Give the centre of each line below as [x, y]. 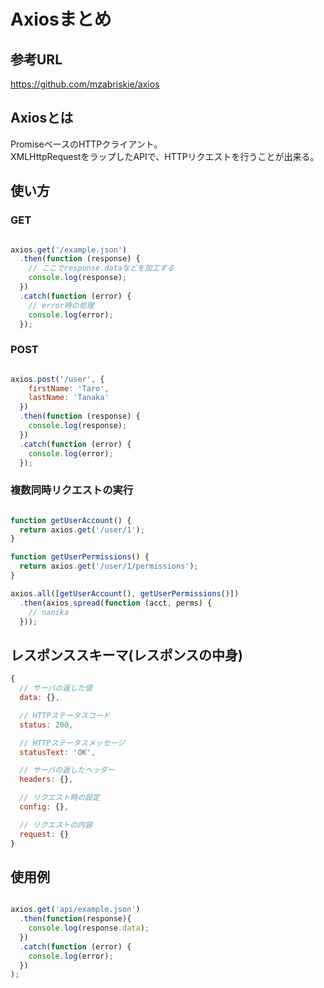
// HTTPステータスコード [65, 715]
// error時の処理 [61, 305]
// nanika [49, 612]
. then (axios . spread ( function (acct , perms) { [116, 603]
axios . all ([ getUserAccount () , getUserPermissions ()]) [125, 593]
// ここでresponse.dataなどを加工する [101, 268]
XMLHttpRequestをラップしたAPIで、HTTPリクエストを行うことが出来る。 [165, 156]
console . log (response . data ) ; [89, 928]
